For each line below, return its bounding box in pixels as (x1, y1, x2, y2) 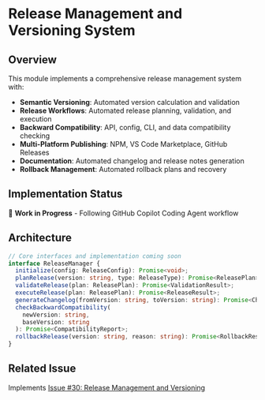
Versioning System (8, 21, 136, 39)
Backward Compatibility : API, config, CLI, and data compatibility (19, 123, 231, 132)
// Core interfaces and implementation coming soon (8, 252, 181, 260)
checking (19, 131, 50, 140)
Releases (19, 148, 50, 157)
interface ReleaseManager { (8, 260, 101, 267)
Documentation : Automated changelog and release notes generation (19, 156, 244, 166)
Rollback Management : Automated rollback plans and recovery (19, 165, 227, 174)
